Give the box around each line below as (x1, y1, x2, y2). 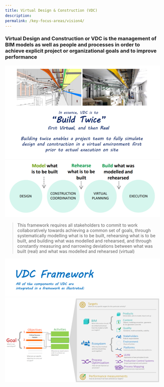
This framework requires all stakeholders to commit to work (17, 222, 138, 228)
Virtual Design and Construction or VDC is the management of (5, 35, 157, 42)
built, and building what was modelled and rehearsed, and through (17, 238, 152, 244)
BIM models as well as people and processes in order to (5, 41, 140, 48)
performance (5, 54, 37, 61)
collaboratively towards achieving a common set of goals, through (17, 227, 151, 233)
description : (5, 13, 32, 18)
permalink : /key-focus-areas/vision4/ (5, 18, 84, 23)
